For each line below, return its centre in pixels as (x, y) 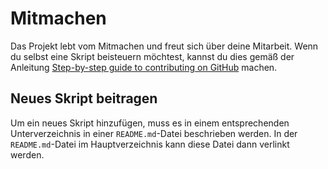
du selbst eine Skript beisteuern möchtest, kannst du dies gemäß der (152, 56)
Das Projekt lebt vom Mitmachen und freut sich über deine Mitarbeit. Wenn (164, 46)
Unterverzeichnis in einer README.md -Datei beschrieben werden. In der (154, 133)
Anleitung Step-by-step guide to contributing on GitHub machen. (144, 67)
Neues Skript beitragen (84, 98)
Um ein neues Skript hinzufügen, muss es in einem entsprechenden (150, 123)
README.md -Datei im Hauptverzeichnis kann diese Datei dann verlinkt (150, 144)
